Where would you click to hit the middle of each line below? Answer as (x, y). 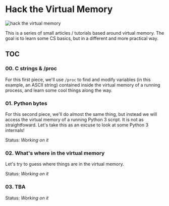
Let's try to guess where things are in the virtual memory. (65, 164)
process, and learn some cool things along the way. (59, 90)
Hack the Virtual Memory (59, 9)
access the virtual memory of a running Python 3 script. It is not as (74, 119)
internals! (15, 130)
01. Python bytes (26, 103)
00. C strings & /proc (31, 68)
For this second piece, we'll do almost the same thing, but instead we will (81, 114)
